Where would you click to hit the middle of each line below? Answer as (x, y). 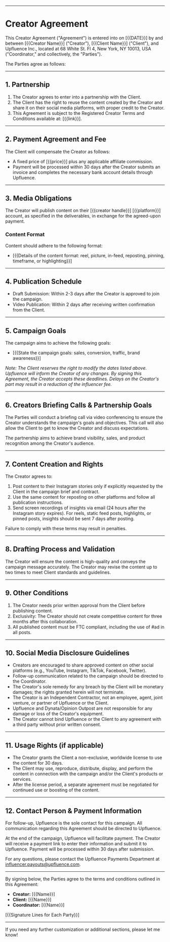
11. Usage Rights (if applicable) (54, 745)
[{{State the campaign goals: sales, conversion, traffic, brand (76, 353)
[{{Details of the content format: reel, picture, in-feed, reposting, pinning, (89, 255)
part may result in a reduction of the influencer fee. (59, 384)
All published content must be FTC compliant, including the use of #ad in (88, 627)
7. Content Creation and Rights (54, 464)
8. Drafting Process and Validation (60, 549)
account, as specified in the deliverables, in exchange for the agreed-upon (83, 216)
